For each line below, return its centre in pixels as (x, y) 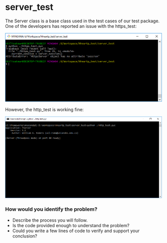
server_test (29, 7)
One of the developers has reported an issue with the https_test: (71, 26)
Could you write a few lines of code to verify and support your (76, 231)
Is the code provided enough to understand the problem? (71, 225)
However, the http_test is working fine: (44, 109)
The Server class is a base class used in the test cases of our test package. (83, 21)
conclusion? (25, 236)
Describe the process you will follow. (50, 220)
